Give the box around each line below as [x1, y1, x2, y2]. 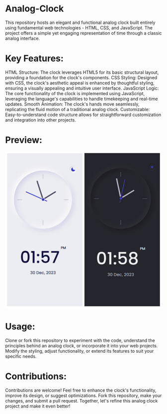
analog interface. [5, 35, 40, 41]
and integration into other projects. [5, 117, 76, 123]
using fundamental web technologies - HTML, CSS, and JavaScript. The [5, 24, 153, 30]
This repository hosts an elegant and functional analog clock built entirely [5, 19, 156, 25]
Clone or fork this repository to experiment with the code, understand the [5, 337, 155, 343]
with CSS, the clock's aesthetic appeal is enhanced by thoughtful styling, [5, 80, 155, 86]
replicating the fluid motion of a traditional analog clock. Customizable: [5, 106, 150, 112]
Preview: [5, 135, 42, 146]
